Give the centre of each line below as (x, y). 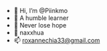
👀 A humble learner (41, 18)
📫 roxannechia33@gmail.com (57, 40)
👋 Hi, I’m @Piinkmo (40, 11)
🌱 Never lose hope (40, 25)
